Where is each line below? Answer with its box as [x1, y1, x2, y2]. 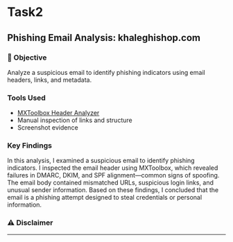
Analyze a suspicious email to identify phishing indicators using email [7, 68, 206, 76]
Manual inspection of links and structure [17, 116, 133, 125]
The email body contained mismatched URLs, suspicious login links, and [7, 178, 214, 187]
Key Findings [7, 141, 52, 150]
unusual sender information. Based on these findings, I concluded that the [7, 186, 219, 194]
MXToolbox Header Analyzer [17, 109, 100, 117]
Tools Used [7, 93, 46, 103]
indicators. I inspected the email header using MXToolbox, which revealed [7, 164, 218, 172]
